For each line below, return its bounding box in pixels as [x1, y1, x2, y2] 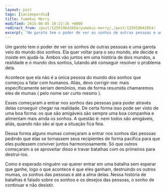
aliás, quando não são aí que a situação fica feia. [5, 121, 105, 127]
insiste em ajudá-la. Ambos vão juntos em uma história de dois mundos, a [5, 54, 156, 60]
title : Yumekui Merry [5, 16, 50, 21]
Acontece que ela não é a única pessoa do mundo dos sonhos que [5, 75, 141, 80]
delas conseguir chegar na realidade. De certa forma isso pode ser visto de [5, 105, 159, 111]
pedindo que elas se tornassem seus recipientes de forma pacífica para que [5, 136, 161, 142]
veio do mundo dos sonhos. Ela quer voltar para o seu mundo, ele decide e [5, 49, 158, 55]
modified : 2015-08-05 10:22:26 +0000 [5, 21, 83, 26]
